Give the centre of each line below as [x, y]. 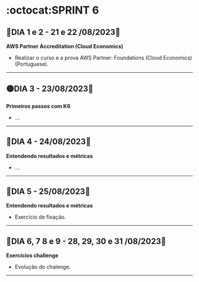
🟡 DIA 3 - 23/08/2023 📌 [50, 89]
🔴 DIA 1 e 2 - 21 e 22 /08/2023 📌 [63, 32]
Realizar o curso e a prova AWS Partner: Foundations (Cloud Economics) [103, 58]
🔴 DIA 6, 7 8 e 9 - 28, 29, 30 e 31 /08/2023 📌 [86, 241]
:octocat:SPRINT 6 [53, 10]
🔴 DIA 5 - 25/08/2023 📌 [48, 192]
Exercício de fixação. [40, 217]
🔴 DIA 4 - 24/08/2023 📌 [49, 142]
